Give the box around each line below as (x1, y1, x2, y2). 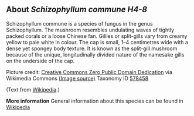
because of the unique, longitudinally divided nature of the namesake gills (6, 51, 185, 58)
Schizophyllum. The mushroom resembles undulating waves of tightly (6, 26, 175, 33)
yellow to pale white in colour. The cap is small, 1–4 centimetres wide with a (6, 38, 189, 45)
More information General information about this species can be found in (6, 97, 183, 104)
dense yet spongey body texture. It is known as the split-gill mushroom (6, 45, 178, 52)
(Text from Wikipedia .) (6, 86, 60, 93)
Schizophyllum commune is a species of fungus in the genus (6, 20, 154, 27)
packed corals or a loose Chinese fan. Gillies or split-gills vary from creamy (6, 32, 188, 40)
